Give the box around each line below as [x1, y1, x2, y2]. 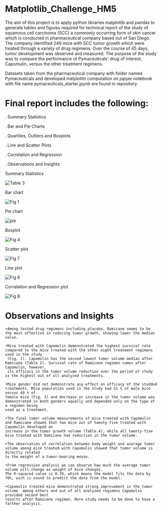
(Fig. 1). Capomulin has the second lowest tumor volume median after [7, 356, 153, 361]
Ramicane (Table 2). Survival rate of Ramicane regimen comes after [5, 360, 146, 365]
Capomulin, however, [5, 364, 47, 370]
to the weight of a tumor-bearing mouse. [5, 454, 90, 459]
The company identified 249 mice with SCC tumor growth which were [5, 40, 145, 46]
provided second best [5, 492, 49, 497]
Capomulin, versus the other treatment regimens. [5, 61, 103, 67]
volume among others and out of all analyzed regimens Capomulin [5, 488, 142, 493]
